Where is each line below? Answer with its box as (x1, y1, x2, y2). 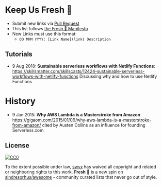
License (5, 141, 30, 150)
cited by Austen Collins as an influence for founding (42, 122, 146, 128)
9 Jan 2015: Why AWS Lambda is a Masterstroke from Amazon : (12, 111, 142, 117)
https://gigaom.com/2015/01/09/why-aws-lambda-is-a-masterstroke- (12, 117, 152, 123)
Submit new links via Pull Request (12, 20, 80, 26)
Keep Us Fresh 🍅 (5, 4, 72, 16)
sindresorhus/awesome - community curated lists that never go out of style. (5, 174, 157, 180)
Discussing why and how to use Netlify (79, 73, 157, 79)
